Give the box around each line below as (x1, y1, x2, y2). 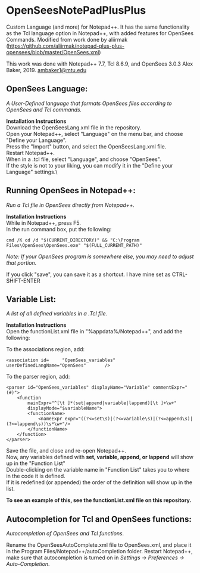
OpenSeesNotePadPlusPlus (6, 4, 146, 17)
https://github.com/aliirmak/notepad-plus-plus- (8, 42, 125, 49)
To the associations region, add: (6, 346, 85, 353)
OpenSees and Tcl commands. (6, 106, 82, 113)
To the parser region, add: (6, 373, 70, 380)
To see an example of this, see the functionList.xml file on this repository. (6, 497, 192, 504)
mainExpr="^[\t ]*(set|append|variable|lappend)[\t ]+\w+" (27, 400, 177, 406)
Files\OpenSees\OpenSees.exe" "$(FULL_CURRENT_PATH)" (6, 242, 143, 248)
